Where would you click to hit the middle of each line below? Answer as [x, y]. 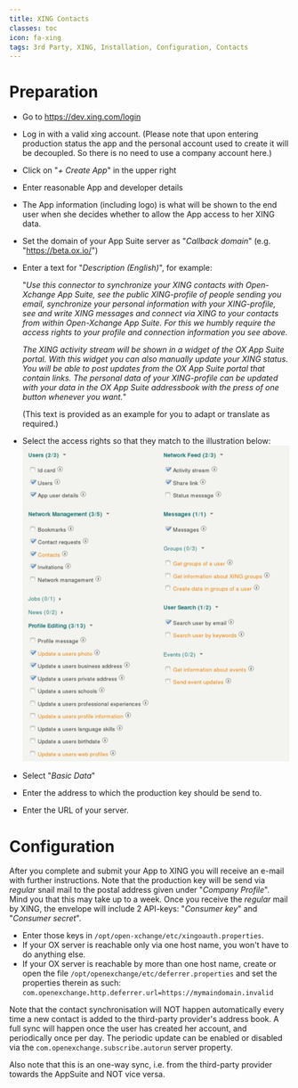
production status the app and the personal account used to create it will [155, 143]
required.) [40, 424]
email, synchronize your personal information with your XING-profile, [149, 304]
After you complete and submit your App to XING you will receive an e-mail [147, 871]
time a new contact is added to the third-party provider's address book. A [144, 1019]
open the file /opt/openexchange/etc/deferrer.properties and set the [149, 973]
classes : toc [33, 28]
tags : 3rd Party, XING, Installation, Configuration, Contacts [129, 47]
